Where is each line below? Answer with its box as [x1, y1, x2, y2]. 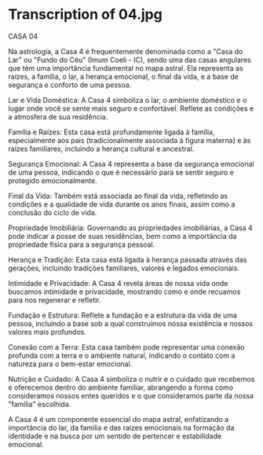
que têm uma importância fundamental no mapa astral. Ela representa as [8, 63, 243, 72]
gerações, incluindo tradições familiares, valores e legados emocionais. [8, 263, 239, 273]
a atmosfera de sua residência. [8, 112, 108, 121]
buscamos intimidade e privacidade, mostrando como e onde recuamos [8, 287, 241, 296]
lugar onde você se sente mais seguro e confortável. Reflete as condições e [8, 104, 254, 113]
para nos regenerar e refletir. [8, 295, 101, 304]
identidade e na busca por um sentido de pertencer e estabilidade [8, 431, 222, 441]
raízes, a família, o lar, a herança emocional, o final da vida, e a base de [8, 72, 239, 81]
